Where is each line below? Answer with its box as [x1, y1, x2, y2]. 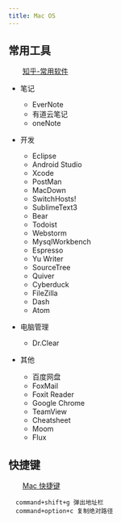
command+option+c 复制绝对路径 [15, 507, 114, 516]
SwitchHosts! [31, 194, 77, 204]
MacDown [31, 186, 67, 195]
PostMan [31, 177, 62, 186]
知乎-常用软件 [23, 66, 69, 77]
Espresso [31, 245, 64, 255]
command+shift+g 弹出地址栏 [15, 499, 104, 507]
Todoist [31, 219, 58, 230]
